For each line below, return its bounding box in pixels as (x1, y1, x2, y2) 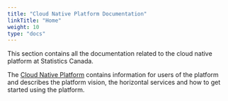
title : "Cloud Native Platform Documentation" (7, 10, 147, 18)
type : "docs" (7, 30, 46, 37)
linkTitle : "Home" (7, 17, 62, 24)
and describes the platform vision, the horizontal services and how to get (7, 78, 221, 87)
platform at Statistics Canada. (7, 57, 94, 66)
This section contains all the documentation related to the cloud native (7, 49, 212, 58)
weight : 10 (7, 23, 40, 30)
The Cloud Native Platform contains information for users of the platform (7, 71, 220, 79)
